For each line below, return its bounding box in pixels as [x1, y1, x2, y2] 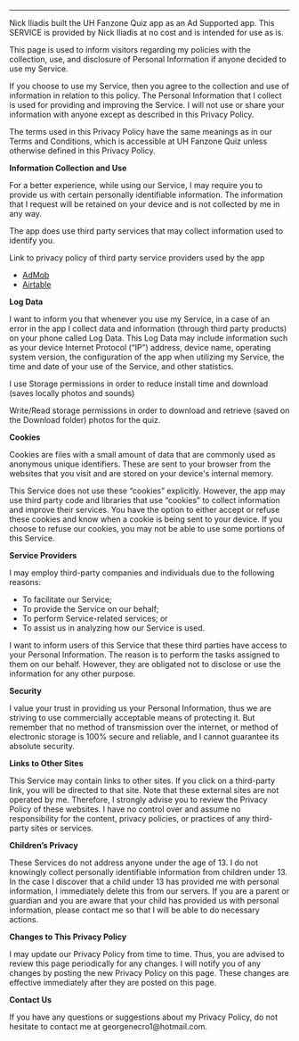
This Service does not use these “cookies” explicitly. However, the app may [9, 485, 287, 496]
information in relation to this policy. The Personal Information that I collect [9, 90, 282, 101]
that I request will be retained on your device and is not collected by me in [9, 199, 280, 210]
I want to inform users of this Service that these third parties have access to [9, 640, 287, 650]
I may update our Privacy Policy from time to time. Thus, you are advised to [9, 949, 285, 959]
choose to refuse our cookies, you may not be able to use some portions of [9, 524, 286, 533]
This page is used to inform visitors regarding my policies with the [9, 45, 251, 54]
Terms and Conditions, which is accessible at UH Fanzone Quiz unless [9, 136, 268, 146]
